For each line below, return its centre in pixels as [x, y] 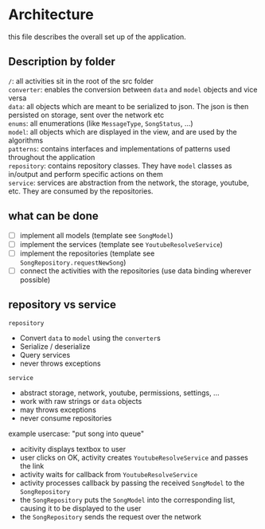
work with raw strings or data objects [81, 401]
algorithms [26, 140]
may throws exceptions [58, 409]
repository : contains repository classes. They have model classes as [120, 166]
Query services [45, 355]
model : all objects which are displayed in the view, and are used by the [123, 131]
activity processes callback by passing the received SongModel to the [132, 483]
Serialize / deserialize [55, 346]
